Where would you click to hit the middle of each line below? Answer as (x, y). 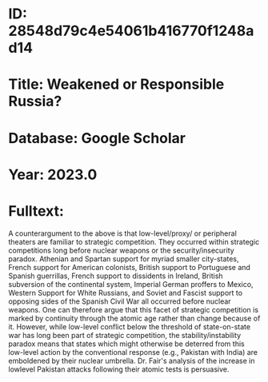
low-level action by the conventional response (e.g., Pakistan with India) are (133, 352)
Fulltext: (36, 211)
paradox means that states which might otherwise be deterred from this (127, 344)
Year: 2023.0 (53, 175)
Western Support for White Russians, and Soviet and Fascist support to (125, 292)
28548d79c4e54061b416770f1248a (131, 31)
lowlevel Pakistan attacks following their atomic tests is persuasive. (119, 369)
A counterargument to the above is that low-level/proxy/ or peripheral (123, 233)
